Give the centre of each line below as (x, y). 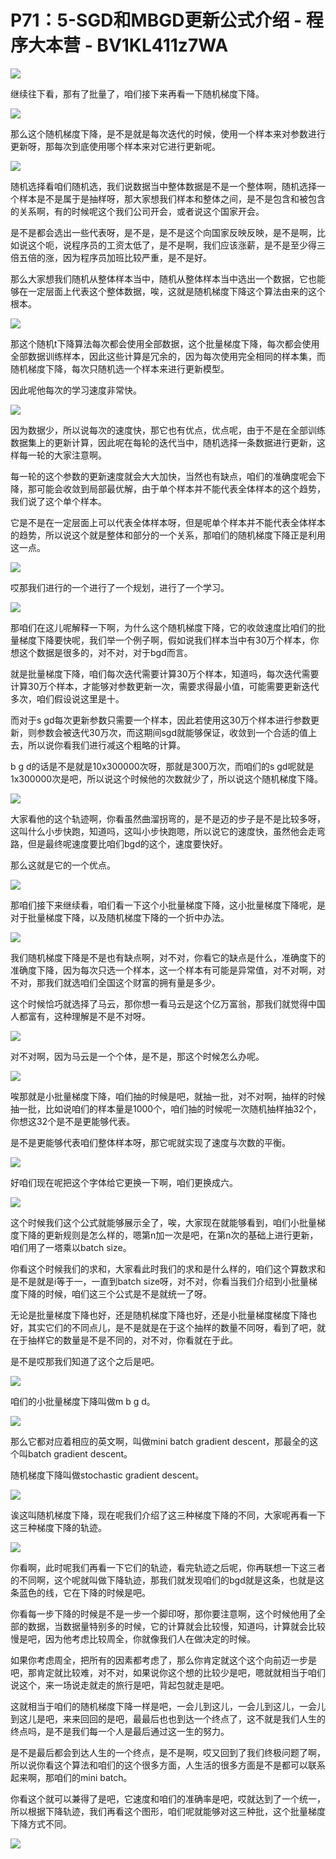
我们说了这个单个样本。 (58, 501)
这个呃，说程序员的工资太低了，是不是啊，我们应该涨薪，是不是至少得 (172, 245)
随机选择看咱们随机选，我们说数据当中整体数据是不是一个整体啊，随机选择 (163, 186)
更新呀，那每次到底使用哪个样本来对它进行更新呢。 (115, 146)
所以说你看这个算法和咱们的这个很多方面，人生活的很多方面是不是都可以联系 (168, 1765)
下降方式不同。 (41, 1823)
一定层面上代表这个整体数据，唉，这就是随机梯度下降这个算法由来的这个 (176, 291)
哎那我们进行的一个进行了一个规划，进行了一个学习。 (120, 587)
